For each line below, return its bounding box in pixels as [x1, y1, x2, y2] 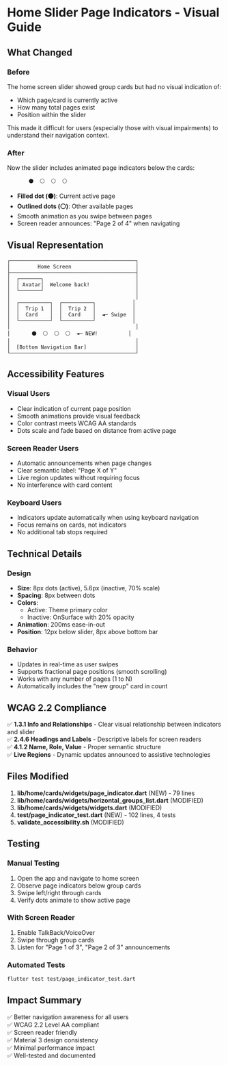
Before [7, 67, 30, 77]
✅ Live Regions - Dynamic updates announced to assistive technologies [7, 751, 211, 759]
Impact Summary [7, 994, 82, 1006]
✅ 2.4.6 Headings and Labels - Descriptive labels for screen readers [7, 735, 201, 744]
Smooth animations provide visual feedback [16, 412, 141, 420]
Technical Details [7, 548, 83, 560]
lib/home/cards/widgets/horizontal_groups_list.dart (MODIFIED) [16, 796, 203, 804]
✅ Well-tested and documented [7, 1051, 96, 1060]
